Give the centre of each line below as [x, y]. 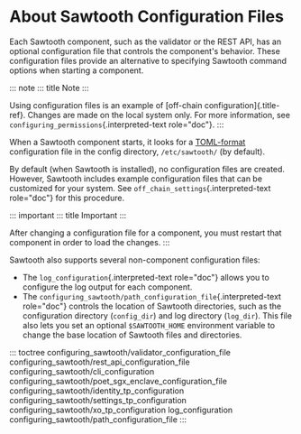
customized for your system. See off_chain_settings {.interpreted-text [140, 188]
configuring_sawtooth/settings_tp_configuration [98, 400]
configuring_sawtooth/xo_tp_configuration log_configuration [121, 410]
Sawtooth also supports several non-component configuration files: [135, 260]
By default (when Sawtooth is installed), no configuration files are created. [147, 169]
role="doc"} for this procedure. [67, 198]
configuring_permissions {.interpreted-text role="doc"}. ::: [117, 125]
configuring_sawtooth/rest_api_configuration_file [100, 362]
